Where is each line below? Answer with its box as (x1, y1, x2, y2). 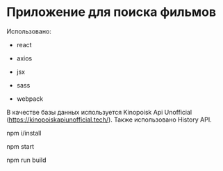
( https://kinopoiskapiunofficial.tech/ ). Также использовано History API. (6, 115, 213, 124)
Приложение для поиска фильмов (6, 4, 217, 20)
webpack (16, 95, 43, 103)
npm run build (6, 156, 47, 164)
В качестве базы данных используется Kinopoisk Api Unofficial (6, 108, 192, 116)
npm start (6, 142, 35, 150)
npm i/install (6, 129, 42, 137)
